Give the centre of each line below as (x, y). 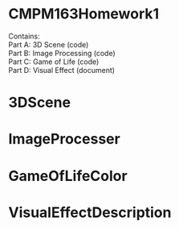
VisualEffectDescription (90, 212)
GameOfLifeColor (68, 176)
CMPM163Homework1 (84, 14)
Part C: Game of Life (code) (54, 62)
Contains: (24, 36)
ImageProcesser (64, 139)
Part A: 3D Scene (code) (49, 44)
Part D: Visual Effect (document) (61, 70)
